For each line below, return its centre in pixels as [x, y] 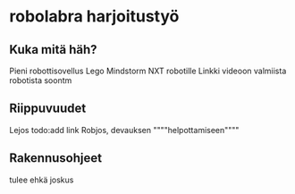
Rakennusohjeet [56, 158]
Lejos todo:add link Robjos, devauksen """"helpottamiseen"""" [124, 130]
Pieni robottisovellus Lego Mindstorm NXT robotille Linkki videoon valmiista [148, 71]
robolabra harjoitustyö [94, 17]
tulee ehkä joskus [42, 180]
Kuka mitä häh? [53, 50]
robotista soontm [41, 80]
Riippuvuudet [48, 109]
